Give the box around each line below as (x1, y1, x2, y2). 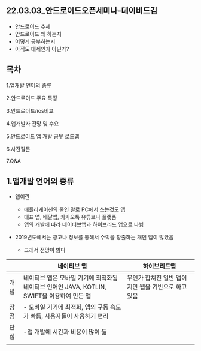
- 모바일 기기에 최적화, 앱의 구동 (23, 303, 109, 311)
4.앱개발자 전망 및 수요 (6, 119, 59, 127)
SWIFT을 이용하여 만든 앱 (23, 292, 92, 300)
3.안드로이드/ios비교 (6, 107, 54, 114)
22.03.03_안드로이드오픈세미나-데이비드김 (6, 5, 157, 16)
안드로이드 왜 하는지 (14, 30, 62, 37)
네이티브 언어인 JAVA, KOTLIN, (23, 283, 106, 291)
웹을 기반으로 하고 (139, 283, 187, 291)
